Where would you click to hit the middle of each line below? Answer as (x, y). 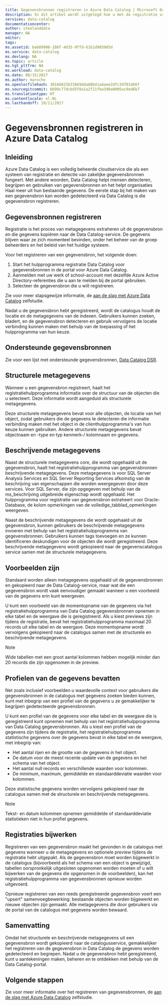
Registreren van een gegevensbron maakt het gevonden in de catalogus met (84, 846)
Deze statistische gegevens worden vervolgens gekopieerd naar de (75, 789)
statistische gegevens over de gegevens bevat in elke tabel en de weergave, (84, 737)
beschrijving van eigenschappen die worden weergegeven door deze (77, 484)
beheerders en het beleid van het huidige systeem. (57, 245)
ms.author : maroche (25, 80)
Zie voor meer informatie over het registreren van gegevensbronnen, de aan (83, 992)
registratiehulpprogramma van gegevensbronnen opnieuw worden (73, 879)
